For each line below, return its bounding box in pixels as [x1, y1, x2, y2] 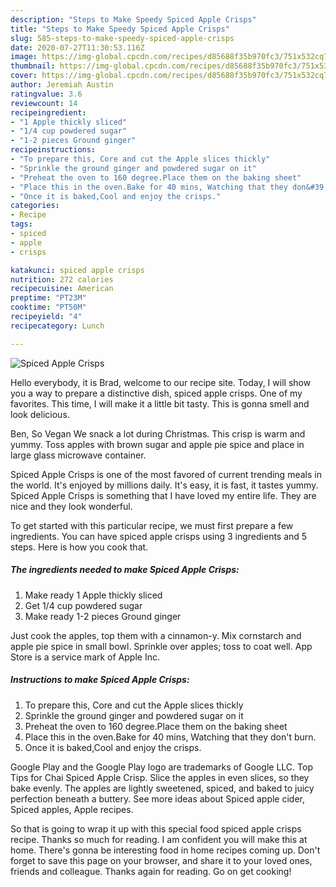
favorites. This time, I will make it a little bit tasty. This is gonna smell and [10, 397, 310, 410]
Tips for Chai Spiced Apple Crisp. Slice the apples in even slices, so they [10, 771, 310, 783]
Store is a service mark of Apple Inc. [10, 651, 160, 663]
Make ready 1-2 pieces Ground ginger [24, 610, 182, 622]
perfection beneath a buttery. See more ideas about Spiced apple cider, [10, 792, 306, 805]
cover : [10, 71, 38, 81]
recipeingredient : [10, 107, 87, 118]
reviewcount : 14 [10, 98, 78, 108]
